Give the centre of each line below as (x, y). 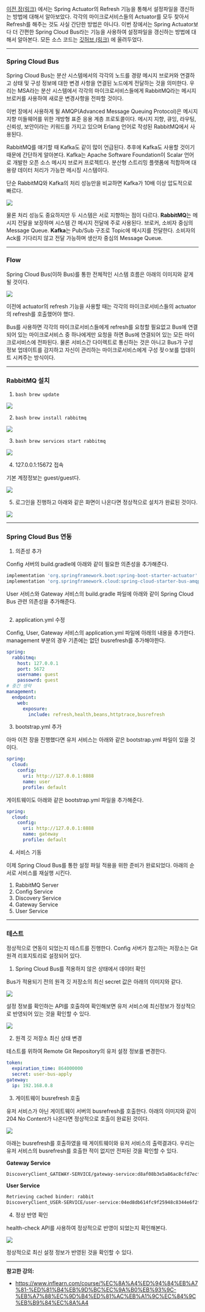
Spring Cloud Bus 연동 (39, 536)
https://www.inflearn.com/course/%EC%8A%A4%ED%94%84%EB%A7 (106, 1283)
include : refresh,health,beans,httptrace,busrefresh (97, 714)
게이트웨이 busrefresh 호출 (48, 1098)
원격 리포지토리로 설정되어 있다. (44, 956)
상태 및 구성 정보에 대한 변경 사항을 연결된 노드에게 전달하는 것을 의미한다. (100, 83)
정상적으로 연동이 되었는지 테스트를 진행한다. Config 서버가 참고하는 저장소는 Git (102, 948)
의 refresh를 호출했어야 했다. (41, 314)
